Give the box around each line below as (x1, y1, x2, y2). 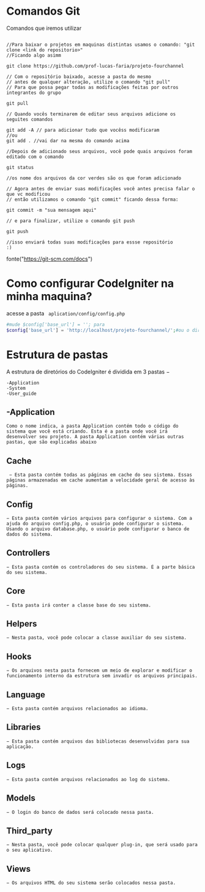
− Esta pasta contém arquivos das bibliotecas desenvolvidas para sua (6, 738, 190, 744)
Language (6, 689, 46, 700)
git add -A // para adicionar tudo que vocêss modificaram (6, 127, 160, 133)
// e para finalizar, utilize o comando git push (6, 218, 135, 224)
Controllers (6, 548, 51, 558)
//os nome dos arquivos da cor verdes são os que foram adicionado (6, 175, 182, 181)
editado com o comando (6, 154, 64, 160)
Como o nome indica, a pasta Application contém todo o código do (6, 423, 179, 430)
